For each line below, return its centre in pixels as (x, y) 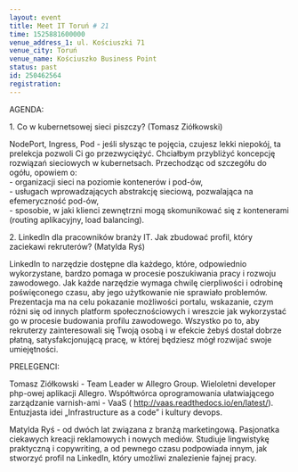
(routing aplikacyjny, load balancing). (77, 219)
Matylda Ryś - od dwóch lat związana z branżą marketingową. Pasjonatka (145, 429)
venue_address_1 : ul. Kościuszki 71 (77, 42)
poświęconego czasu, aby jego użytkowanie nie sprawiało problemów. (139, 292)
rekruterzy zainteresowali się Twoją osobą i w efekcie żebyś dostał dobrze (145, 330)
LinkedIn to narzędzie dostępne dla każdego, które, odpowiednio (128, 263)
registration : (36, 84)
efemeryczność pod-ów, (54, 201)
